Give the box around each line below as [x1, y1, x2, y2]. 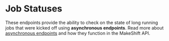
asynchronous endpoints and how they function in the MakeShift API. [5, 30, 150, 36]
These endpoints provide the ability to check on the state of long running [5, 19, 158, 25]
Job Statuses [5, 3, 63, 14]
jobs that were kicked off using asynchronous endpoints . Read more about [5, 24, 164, 30]
